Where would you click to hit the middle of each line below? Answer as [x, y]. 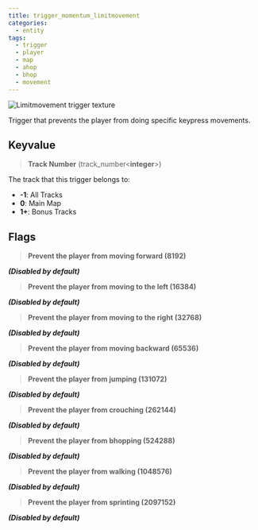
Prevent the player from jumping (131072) [97, 379]
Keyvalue [32, 145]
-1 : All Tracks [41, 195]
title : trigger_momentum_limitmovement [74, 15]
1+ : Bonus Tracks [48, 212]
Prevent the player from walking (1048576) [100, 472]
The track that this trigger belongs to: [69, 180]
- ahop [26, 68]
